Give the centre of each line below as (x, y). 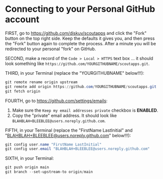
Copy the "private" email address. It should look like (64, 115)
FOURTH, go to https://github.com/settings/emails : (56, 101)
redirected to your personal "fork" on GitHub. (51, 49)
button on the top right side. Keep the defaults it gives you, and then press (80, 38)
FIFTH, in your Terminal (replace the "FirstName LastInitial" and (69, 130)
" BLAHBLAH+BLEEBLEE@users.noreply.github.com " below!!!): (68, 135)
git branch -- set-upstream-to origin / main (49, 172)
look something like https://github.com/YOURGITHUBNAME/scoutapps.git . (77, 63)
